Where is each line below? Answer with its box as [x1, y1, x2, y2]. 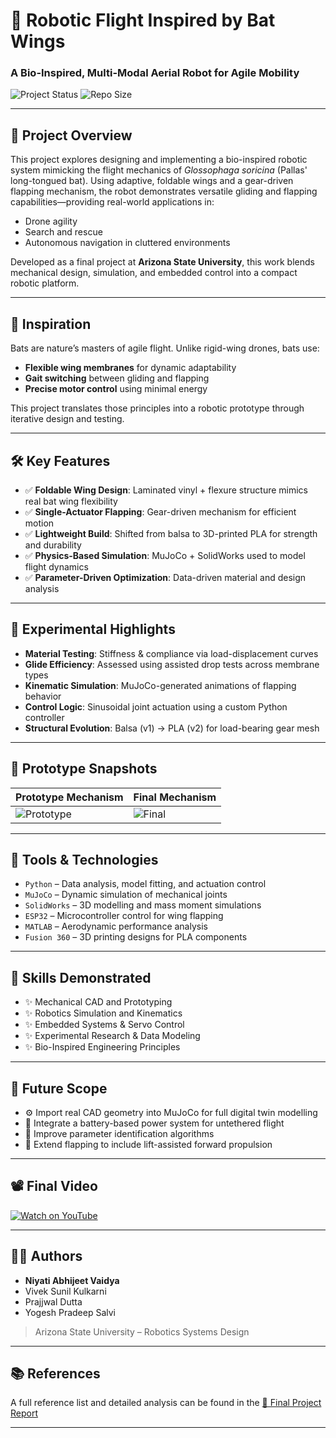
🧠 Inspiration [10, 315, 92, 333]
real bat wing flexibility [24, 495, 118, 507]
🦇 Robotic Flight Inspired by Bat [10, 9, 276, 32]
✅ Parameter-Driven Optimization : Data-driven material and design [24, 571, 307, 583]
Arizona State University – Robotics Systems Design [34, 1325, 250, 1338]
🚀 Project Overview [10, 127, 133, 144]
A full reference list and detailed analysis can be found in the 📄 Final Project [10, 1397, 322, 1409]
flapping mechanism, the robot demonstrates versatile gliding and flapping [10, 185, 318, 198]
